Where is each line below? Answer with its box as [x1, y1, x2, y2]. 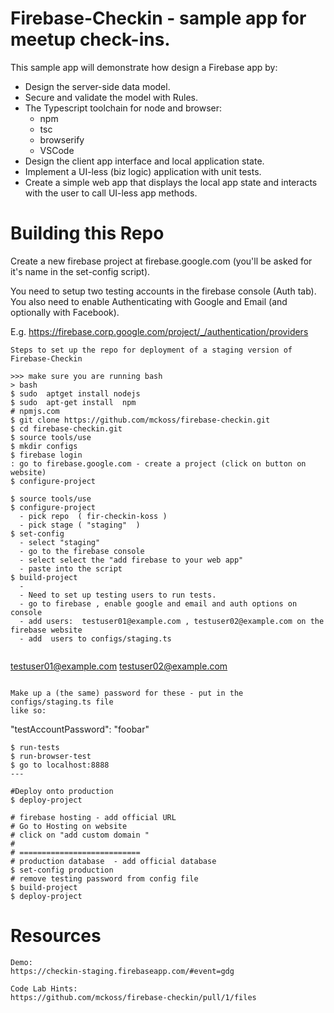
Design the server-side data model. [24, 80, 171, 92]
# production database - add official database [10, 856, 217, 866]
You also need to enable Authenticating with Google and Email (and [10, 295, 288, 307]
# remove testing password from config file [10, 873, 199, 884]
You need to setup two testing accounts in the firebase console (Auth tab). [10, 285, 317, 297]
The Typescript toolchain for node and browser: [24, 102, 223, 114]
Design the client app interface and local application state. [24, 155, 265, 167]
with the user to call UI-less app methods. [24, 187, 198, 199]
